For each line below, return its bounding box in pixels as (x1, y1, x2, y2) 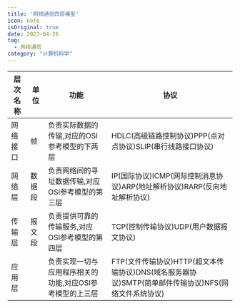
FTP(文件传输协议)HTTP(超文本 (111, 256, 217, 266)
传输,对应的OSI (47, 130, 99, 140)
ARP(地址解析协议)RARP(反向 (121, 181, 220, 191)
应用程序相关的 (47, 267, 99, 277)
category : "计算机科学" (7, 51, 73, 58)
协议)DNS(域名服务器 (119, 267, 190, 277)
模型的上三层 (54, 288, 99, 298)
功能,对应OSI (47, 277, 91, 287)
